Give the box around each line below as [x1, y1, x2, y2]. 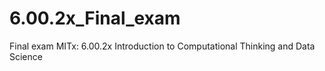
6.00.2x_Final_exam [9, 7, 181, 30]
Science [9, 50, 43, 62]
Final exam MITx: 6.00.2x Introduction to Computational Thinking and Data [9, 40, 316, 52]
